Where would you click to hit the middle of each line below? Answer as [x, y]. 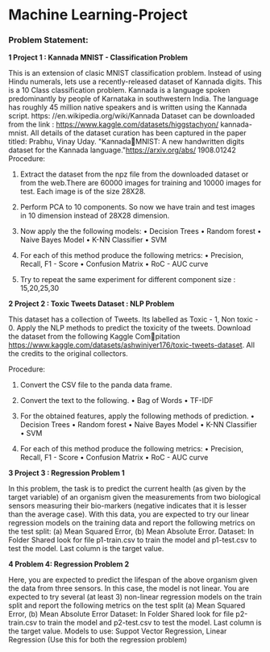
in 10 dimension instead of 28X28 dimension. [95, 216]
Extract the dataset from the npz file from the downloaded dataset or [134, 174]
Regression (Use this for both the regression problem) [98, 640]
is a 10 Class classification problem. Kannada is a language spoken [119, 90]
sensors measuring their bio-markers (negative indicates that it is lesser [128, 506]
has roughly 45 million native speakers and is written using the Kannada [128, 107]
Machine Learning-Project [98, 15]
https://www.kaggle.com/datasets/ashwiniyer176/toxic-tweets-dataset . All [132, 345]
